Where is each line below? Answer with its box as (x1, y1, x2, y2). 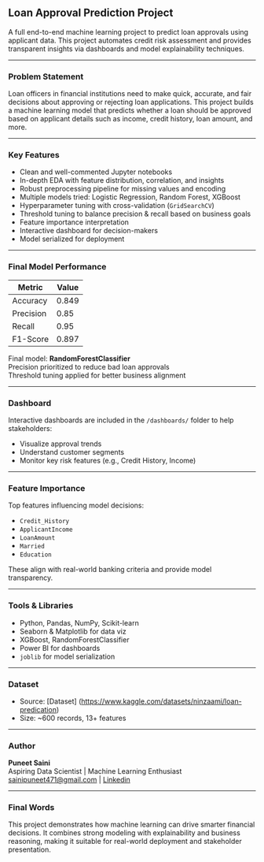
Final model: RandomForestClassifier (8, 354, 131, 363)
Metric (17, 281, 43, 292)
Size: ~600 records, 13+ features (19, 713, 126, 723)
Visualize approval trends (19, 439, 102, 448)
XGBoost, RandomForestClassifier (19, 634, 130, 645)
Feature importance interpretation (19, 217, 130, 227)
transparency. (8, 573, 53, 582)
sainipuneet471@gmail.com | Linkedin (8, 775, 131, 785)
